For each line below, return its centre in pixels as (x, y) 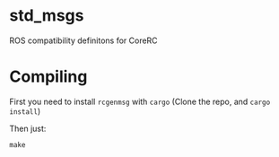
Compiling (48, 77)
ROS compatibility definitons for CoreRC (84, 40)
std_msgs (47, 16)
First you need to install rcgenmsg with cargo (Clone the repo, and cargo (140, 101)
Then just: (28, 128)
